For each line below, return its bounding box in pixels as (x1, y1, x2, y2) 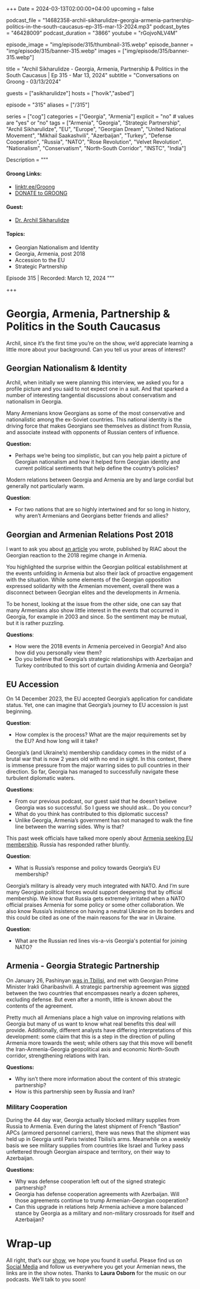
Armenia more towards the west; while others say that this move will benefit (6, 1039, 193, 1047)
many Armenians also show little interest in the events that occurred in (6, 607, 179, 614)
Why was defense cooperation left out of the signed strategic (14, 1178, 166, 1185)
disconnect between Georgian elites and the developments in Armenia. (6, 589, 181, 596)
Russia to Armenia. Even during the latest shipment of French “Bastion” (6, 1123, 181, 1130)
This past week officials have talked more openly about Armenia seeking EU (6, 835, 193, 842)
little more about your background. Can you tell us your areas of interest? (6, 345, 186, 353)
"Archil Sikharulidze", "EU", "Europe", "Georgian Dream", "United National (6, 126, 186, 132)
